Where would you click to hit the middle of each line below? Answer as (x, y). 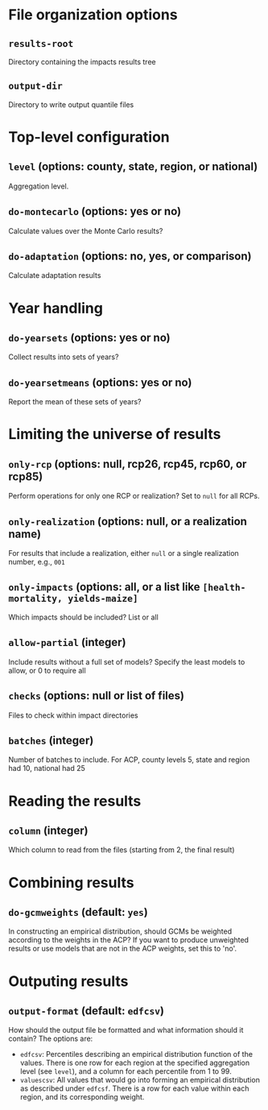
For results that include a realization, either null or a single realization (124, 553)
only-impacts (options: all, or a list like (104, 587)
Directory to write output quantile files (71, 104)
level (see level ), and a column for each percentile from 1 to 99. (126, 1071)
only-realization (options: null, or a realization (128, 521)
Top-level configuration (89, 137)
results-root (41, 43)
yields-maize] (103, 599)
